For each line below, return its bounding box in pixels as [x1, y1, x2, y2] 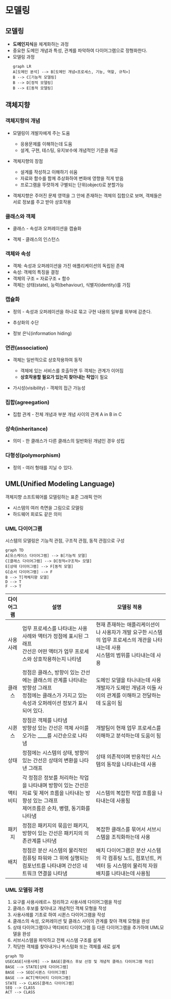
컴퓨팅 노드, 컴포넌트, [108, 854, 156, 861]
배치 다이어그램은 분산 [96, 846, 146, 854]
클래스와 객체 [5, 213, 36, 220]
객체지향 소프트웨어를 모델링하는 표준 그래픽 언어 [5, 493, 102, 500]
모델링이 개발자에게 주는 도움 [12, 130, 70, 136]
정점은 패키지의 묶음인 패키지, [22, 822, 89, 829]
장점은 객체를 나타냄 [22, 716, 68, 723]
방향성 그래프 [22, 684, 52, 691]
